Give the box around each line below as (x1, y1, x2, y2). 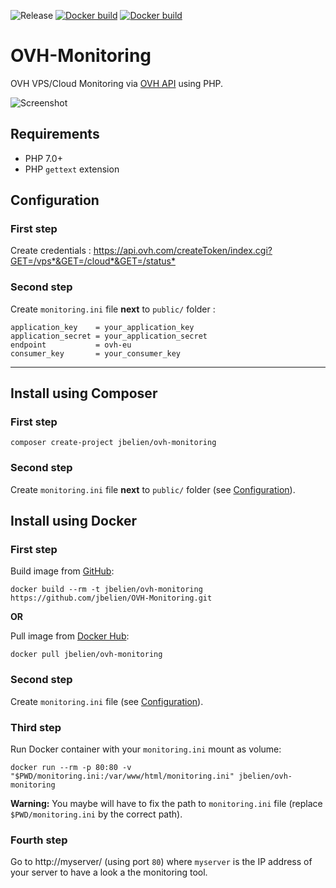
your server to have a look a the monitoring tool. (10, 866, 208, 879)
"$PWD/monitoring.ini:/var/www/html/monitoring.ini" (10, 771, 235, 781)
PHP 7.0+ (24, 152, 63, 164)
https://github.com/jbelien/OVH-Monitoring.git (10, 593, 213, 604)
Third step (10, 720, 62, 734)
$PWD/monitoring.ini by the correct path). (10, 808, 183, 820)
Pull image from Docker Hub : (10, 630, 130, 642)
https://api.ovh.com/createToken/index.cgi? (93, 245, 273, 257)
